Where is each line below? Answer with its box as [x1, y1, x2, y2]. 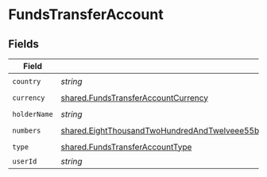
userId [12, 157, 37, 166]
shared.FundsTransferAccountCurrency [60, 92, 209, 103]
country [12, 77, 41, 86]
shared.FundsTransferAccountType [60, 141, 192, 152]
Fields [8, 37, 40, 51]
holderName [12, 110, 53, 118]
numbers [12, 125, 41, 135]
